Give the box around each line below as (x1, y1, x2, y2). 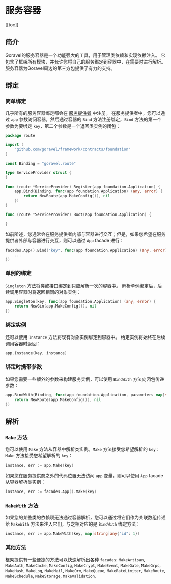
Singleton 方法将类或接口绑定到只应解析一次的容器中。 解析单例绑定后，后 (5, 283, 162, 289)
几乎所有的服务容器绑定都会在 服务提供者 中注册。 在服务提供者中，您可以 (5, 110, 161, 116)
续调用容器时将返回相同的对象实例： (5, 289, 81, 295)
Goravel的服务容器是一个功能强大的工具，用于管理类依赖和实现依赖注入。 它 (5, 52, 165, 58)
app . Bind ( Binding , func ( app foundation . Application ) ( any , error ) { (14, 189, 163, 194)
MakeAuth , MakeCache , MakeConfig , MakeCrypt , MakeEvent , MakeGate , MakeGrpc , (5, 562, 161, 568)
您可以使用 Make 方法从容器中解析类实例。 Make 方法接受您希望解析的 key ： (5, 446, 160, 452)
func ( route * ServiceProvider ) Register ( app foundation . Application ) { (5, 184, 160, 189)
